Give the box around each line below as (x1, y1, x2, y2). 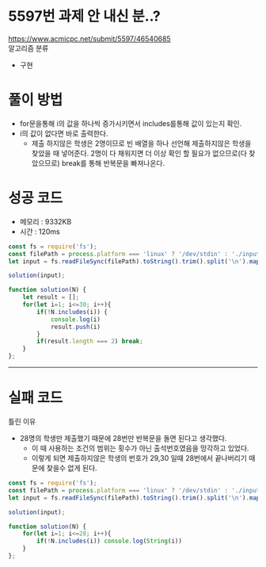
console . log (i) (50, 315, 101, 324)
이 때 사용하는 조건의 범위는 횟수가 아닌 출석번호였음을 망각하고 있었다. (31, 443, 249, 453)
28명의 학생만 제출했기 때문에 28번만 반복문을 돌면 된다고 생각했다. (19, 434, 227, 442)
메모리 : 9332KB (19, 216, 72, 226)
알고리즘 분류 (8, 43, 49, 52)
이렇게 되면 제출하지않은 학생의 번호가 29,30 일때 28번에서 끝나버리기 (31, 454, 248, 462)
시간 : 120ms (19, 227, 61, 236)
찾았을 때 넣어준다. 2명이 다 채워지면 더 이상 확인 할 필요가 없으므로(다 (31, 148, 248, 158)
